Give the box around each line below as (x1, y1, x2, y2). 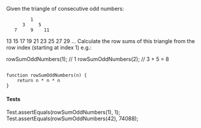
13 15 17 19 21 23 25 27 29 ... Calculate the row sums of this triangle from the (6, 38, 195, 44)
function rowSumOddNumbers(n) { (6, 72, 87, 78)
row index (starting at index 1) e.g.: (6, 44, 92, 51)
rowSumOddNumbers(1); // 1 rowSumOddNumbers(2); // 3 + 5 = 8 (6, 56, 169, 62)
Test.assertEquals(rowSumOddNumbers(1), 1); (6, 109, 121, 116)
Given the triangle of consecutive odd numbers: (6, 5, 124, 12)
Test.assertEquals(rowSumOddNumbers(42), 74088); (6, 115, 139, 122)
